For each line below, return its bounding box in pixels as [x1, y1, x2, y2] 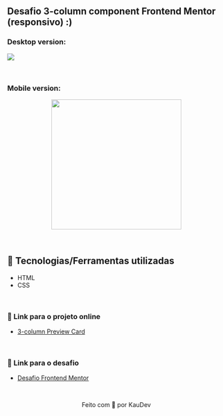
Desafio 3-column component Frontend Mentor [7, 6, 216, 17]
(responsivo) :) [7, 17, 73, 28]
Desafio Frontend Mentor [17, 374, 89, 382]
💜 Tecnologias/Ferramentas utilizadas [7, 255, 175, 267]
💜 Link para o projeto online [7, 311, 101, 321]
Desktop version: [7, 37, 66, 47]
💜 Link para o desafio [7, 358, 80, 368]
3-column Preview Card [17, 327, 85, 336]
